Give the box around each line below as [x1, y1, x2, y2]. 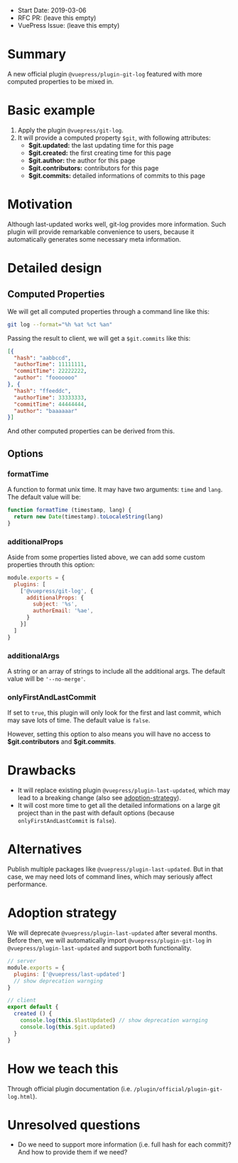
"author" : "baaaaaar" [13, 407, 78, 414]
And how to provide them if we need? [17, 1148, 128, 1157]
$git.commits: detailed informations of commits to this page [28, 171, 206, 180]
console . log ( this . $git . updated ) [20, 1023, 116, 1030]
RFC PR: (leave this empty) [17, 14, 97, 22]
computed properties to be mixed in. [7, 77, 114, 86]
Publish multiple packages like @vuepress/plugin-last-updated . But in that [7, 865, 224, 873]
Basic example [7, 103, 96, 118]
